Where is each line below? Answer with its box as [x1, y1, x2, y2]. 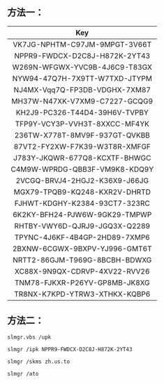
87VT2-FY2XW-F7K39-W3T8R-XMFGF [13, 142, 151, 152]
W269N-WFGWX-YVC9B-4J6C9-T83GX [12, 62, 152, 72]
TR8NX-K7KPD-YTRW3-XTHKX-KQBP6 [13, 289, 151, 299]
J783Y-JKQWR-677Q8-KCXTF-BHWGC [13, 153, 151, 163]
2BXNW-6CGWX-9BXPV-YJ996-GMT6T [12, 244, 152, 253]
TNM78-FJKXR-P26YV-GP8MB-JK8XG [14, 278, 150, 288]
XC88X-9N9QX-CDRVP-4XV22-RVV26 [14, 266, 150, 276]
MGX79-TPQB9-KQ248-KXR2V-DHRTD [13, 187, 151, 197]
